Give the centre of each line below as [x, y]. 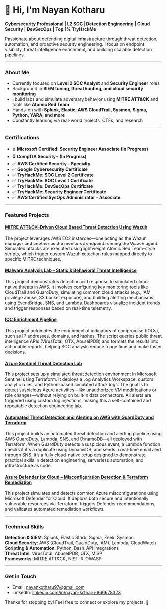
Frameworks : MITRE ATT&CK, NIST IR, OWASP [53, 558]
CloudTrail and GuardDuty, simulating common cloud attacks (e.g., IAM [78, 292]
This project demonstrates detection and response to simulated [70, 281]
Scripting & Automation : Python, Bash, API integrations [62, 548]
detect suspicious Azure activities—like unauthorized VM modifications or [81, 390]
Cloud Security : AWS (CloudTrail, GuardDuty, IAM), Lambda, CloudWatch [81, 543]
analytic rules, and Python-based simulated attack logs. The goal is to [77, 385]
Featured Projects [27, 215]
